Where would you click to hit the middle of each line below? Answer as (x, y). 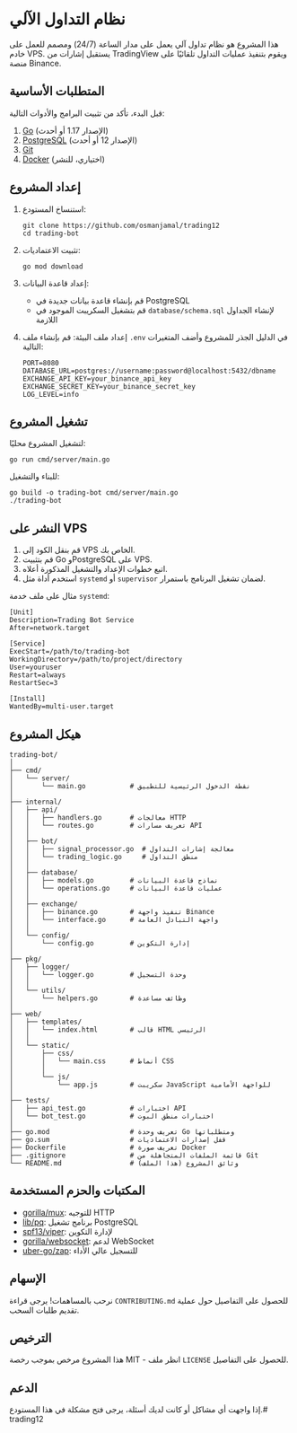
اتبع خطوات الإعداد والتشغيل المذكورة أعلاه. (95, 569)
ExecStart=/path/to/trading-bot (70, 652)
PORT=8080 (41, 363)
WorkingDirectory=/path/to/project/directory (96, 660)
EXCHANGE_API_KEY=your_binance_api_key (97, 378)
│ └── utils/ (38, 990)
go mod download (52, 266)
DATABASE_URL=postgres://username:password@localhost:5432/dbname (149, 371)
